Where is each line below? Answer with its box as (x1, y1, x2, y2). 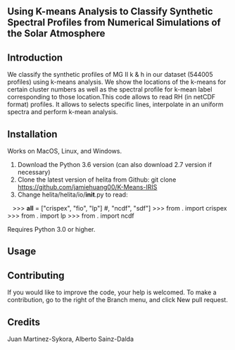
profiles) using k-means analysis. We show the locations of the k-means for (7, 77, 227, 87)
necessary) (17, 168, 51, 177)
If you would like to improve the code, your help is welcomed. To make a (7, 288, 217, 296)
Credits (7, 316, 41, 328)
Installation (7, 128, 58, 140)
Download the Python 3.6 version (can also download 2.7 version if (17, 161, 212, 169)
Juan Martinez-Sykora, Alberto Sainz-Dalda (7, 335, 134, 344)
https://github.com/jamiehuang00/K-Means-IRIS (17, 183, 158, 192)
